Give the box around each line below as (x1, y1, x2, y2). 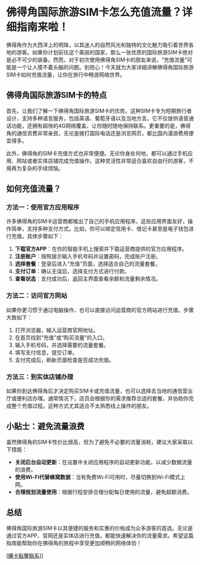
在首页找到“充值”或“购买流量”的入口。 (14, 334, 108, 341)
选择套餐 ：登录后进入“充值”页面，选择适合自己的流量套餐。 (14, 260, 161, 267)
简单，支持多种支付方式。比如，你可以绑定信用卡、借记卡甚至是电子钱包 (11, 225, 189, 233)
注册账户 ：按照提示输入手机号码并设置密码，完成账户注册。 (14, 253, 161, 260)
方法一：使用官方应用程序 (6, 203, 80, 212)
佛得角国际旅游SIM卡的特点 (6, 90, 107, 100)
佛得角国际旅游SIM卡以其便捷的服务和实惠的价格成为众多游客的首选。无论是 (6, 524, 193, 532)
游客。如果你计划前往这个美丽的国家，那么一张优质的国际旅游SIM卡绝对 (16, 48, 193, 55)
